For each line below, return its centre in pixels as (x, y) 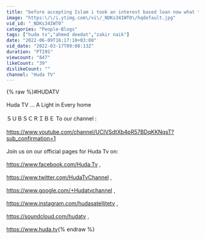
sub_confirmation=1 (31, 139)
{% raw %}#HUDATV (33, 92)
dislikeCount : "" (28, 69)
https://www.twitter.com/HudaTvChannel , (59, 177)
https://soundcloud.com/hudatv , (48, 216)
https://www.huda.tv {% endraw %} (51, 229)
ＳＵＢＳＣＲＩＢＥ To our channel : (52, 119)
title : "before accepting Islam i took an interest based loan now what (101, 12)
